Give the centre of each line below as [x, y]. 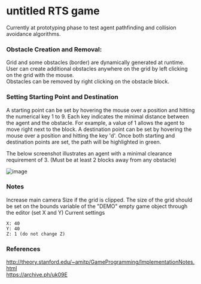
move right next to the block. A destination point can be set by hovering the [99, 129]
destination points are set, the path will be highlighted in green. [84, 142]
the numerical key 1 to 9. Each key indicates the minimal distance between [98, 116]
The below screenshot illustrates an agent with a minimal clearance [89, 153]
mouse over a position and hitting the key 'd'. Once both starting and [91, 135]
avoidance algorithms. [33, 33]
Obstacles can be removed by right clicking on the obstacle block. [88, 81]
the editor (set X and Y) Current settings [56, 212]
